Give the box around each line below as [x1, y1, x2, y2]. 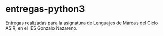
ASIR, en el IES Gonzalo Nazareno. [5, 25, 78, 31]
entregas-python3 [5, 3, 85, 15]
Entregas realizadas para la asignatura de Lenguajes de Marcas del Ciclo [5, 20, 158, 26]
